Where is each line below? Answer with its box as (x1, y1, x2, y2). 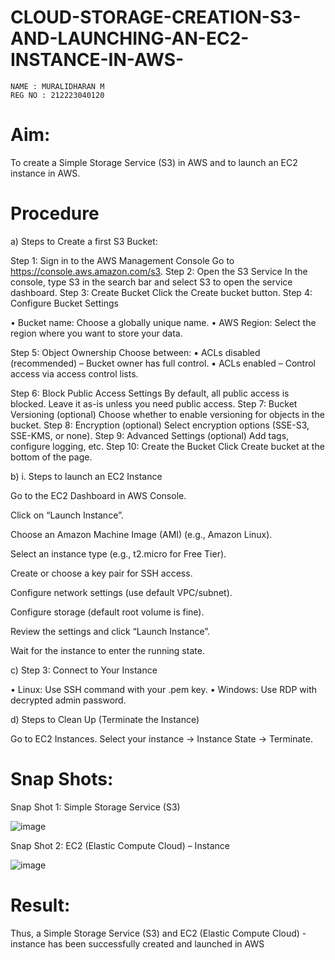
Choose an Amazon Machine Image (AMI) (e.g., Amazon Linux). (10, 528, 273, 540)
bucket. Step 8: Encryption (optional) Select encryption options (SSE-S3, (10, 419, 310, 431)
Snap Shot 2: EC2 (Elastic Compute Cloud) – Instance (10, 839, 230, 851)
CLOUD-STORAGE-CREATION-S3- (10, 6, 302, 29)
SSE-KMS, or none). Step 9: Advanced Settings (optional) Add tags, (10, 429, 290, 441)
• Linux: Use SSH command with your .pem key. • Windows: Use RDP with (10, 683, 318, 695)
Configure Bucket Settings (10, 297, 119, 309)
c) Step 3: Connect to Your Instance (10, 664, 158, 676)
